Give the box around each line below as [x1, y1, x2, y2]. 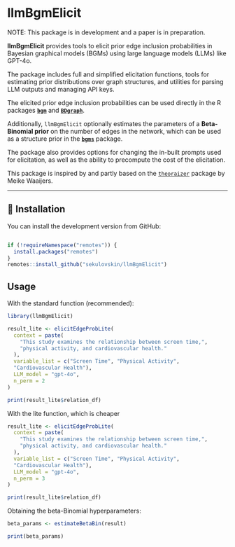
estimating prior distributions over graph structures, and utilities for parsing [7, 77, 224, 85]
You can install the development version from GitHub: [7, 222, 162, 230]
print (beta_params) [7, 533, 64, 540]
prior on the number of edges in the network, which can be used [34, 127, 222, 135]
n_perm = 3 [13, 475, 45, 482]
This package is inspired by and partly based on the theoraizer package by [7, 169, 225, 177]
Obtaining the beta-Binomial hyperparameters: [7, 506, 141, 515]
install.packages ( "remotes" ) [13, 248, 99, 255]
